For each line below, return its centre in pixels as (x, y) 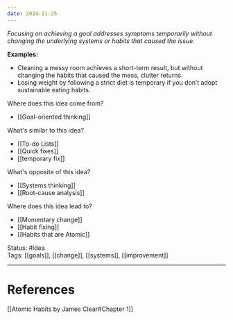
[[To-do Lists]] (38, 144)
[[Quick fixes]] (38, 151)
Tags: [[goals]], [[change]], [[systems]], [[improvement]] (88, 255)
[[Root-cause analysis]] (51, 192)
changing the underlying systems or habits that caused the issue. (101, 41)
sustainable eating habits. (54, 90)
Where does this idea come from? (55, 103)
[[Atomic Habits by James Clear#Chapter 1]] (70, 309)
